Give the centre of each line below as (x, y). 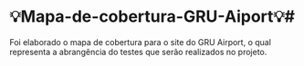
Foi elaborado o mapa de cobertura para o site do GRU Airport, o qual (141, 42)
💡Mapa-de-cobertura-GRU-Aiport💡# (152, 17)
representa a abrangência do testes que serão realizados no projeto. (138, 52)
